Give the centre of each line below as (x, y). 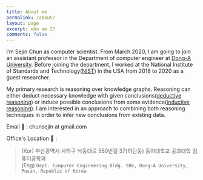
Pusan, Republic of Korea (54, 171)
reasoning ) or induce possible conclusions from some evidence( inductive (98, 102)
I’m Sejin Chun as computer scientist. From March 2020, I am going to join (98, 52)
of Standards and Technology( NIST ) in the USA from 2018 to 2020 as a (95, 71)
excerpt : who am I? (31, 29)
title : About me (27, 12)
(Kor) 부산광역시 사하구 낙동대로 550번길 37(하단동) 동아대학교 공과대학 (106, 151)
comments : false (27, 35)
